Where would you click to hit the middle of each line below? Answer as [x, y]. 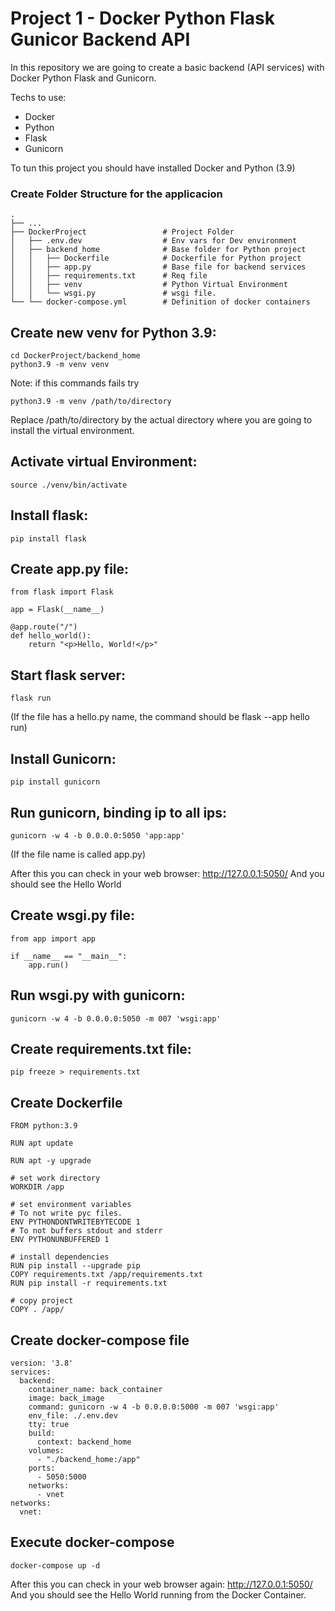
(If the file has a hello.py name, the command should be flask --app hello [160, 717]
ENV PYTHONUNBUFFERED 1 [60, 1240]
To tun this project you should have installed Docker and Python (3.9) [153, 168]
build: [42, 1433]
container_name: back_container [95, 1389]
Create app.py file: [70, 569]
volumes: [46, 1450]
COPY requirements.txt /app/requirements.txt [106, 1275]
